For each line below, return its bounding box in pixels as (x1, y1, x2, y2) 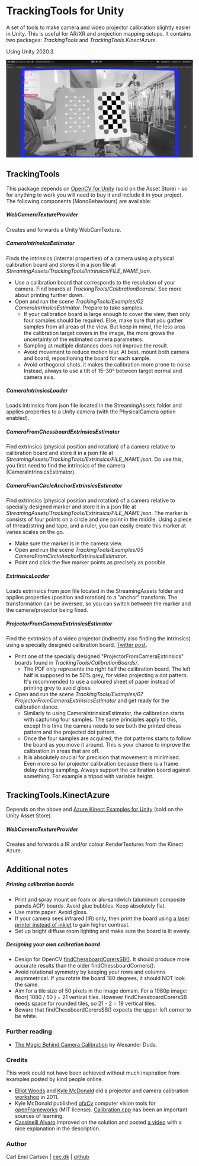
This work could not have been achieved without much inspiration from (6, 1069, 180, 1076)
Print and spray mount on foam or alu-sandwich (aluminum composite (14, 896, 185, 903)
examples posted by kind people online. (6, 1076, 104, 1083)
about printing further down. (14, 291, 84, 298)
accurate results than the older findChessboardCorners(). (14, 962, 156, 969)
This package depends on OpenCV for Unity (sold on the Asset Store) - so (6, 185, 188, 192)
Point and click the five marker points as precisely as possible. (14, 559, 167, 566)
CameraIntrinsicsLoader (6, 387, 68, 394)
